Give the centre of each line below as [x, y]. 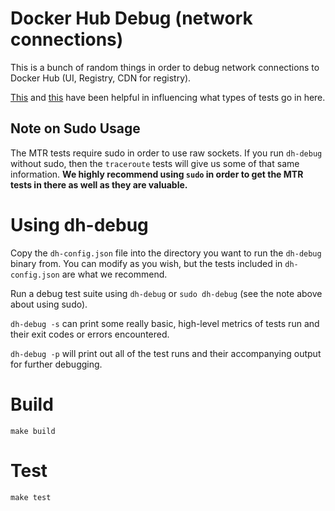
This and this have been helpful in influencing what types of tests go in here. [168, 97]
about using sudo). [49, 304]
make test [31, 497]
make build [33, 431]
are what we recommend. [114, 274]
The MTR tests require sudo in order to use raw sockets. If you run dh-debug [166, 153]
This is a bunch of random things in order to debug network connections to [165, 67]
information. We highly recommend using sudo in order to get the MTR [157, 174]
